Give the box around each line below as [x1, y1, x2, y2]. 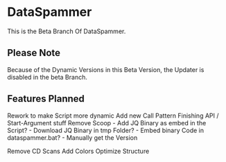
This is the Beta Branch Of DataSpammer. [7, 27, 126, 35]
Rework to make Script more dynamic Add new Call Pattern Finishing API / [7, 111, 220, 120]
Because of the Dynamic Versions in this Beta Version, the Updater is [7, 65, 205, 73]
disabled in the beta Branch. [7, 73, 88, 81]
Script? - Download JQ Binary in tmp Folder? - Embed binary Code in [7, 126, 205, 134]
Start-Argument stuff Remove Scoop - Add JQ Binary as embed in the [7, 118, 207, 127]
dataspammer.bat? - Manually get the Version [7, 133, 138, 142]
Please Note [7, 47, 61, 59]
